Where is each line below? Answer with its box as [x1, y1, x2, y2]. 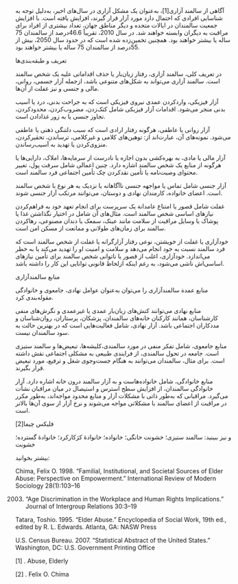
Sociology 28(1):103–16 [15, 482, 81, 490]
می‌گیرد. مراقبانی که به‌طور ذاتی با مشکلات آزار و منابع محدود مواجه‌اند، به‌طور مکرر [15, 392, 228, 400]
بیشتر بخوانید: [15, 454, 51, 462]
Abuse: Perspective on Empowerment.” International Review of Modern [15, 475, 216, 482]
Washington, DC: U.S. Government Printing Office [15, 543, 156, 552]
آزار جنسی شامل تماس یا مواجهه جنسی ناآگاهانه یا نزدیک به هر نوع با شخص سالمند [15, 182, 226, 189]
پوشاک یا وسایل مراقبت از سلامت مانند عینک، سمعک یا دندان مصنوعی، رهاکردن [15, 217, 219, 225]
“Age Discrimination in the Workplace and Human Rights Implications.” [25, 495, 224, 503]
